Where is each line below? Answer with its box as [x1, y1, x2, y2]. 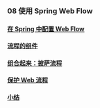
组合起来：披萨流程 [7, 59, 62, 67]
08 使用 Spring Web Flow [7, 6, 93, 15]
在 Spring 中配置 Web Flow [7, 24, 85, 33]
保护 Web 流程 [7, 76, 49, 84]
